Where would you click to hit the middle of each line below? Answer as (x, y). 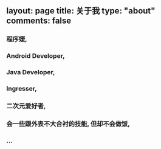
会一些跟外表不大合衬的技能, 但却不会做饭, (68, 123)
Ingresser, (22, 89)
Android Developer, (36, 56)
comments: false (39, 21)
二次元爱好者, (26, 106)
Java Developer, (31, 72)
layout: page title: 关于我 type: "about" (81, 11)
